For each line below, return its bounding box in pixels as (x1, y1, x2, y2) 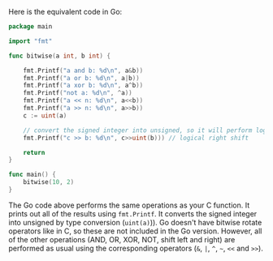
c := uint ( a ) (23, 111, 67, 120)
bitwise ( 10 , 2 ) (23, 178, 75, 186)
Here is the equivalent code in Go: (8, 7, 123, 16)
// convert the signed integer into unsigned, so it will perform (23, 126, 253, 135)
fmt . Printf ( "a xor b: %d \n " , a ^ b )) (23, 81, 144, 90)
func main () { (8, 170, 57, 179)
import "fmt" (8, 36, 53, 45)
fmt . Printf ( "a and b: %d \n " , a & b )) (23, 66, 144, 75)
